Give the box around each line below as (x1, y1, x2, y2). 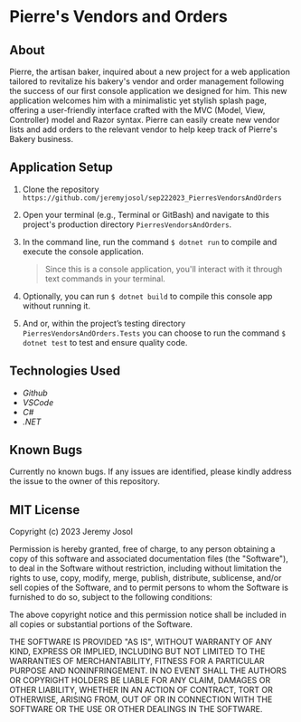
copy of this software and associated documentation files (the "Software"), (9, 554, 289, 565)
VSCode (22, 396, 54, 408)
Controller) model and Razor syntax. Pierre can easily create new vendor (9, 115, 280, 125)
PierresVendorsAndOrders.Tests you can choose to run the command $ (22, 328, 287, 338)
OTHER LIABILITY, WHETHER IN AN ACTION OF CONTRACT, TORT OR (9, 685, 273, 696)
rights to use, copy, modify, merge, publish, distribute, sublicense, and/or (9, 573, 282, 584)
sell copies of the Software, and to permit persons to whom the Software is (9, 582, 289, 594)
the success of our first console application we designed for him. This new (9, 86, 287, 96)
